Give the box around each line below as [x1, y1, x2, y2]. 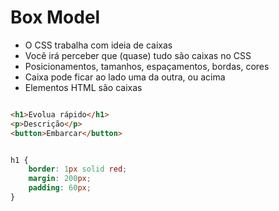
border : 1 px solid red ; [28, 164, 128, 175]
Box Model [10, 6, 101, 29]
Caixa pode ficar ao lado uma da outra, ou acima [24, 71, 226, 83]
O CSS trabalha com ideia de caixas [24, 39, 173, 51]
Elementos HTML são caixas [24, 81, 143, 93]
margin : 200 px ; [28, 174, 92, 184]
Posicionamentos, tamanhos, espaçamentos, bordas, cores [24, 60, 270, 72]
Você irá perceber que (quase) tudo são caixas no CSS [24, 49, 252, 61]
